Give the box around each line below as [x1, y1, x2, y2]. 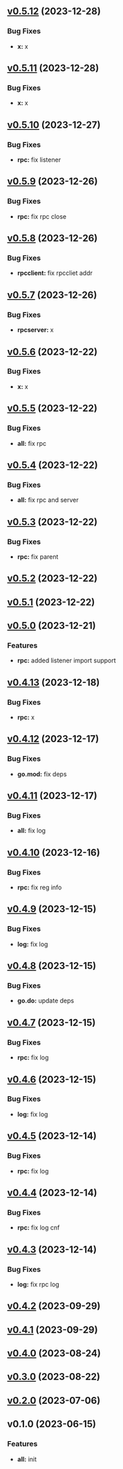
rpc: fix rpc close [17, 212, 67, 221]
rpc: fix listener [17, 156, 61, 164]
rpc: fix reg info [17, 883, 62, 891]
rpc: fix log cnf [17, 1223, 60, 1232]
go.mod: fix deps [17, 770, 67, 778]
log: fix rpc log [17, 1280, 60, 1288]
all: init [17, 1454, 37, 1463]
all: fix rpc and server [17, 496, 79, 504]
